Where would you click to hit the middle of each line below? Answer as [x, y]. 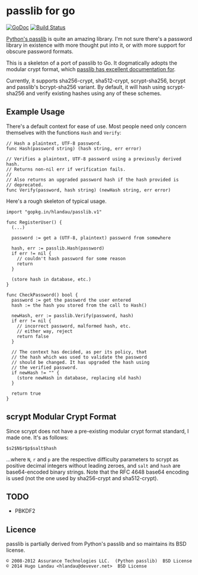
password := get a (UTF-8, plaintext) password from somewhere [91, 238]
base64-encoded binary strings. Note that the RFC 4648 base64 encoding [98, 472]
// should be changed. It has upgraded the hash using [81, 362]
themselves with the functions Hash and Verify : [64, 132]
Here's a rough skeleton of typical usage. [56, 201]
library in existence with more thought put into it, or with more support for [96, 45]
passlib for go [41, 11]
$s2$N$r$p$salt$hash [32, 448]
